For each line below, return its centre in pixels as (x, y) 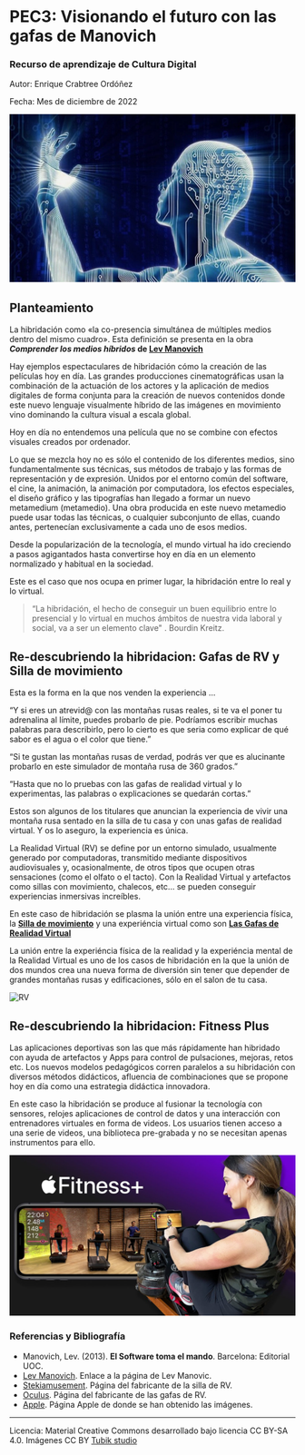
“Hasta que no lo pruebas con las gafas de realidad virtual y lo (126, 784)
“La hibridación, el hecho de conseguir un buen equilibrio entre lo (154, 609)
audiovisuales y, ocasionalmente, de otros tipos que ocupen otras (133, 868)
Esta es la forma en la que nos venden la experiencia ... (113, 693)
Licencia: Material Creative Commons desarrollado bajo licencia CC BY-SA (149, 1430)
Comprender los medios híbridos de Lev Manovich (106, 349)
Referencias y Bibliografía (68, 1336)
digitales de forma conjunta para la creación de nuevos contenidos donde (148, 396)
